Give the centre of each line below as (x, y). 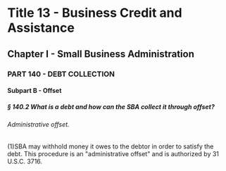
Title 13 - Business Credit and (95, 13)
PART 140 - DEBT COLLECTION (61, 74)
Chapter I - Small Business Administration (101, 54)
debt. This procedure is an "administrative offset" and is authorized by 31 (113, 153)
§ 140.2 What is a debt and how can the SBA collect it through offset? (111, 106)
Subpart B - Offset (34, 91)
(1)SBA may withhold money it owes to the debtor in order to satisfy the (111, 146)
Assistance (41, 28)
